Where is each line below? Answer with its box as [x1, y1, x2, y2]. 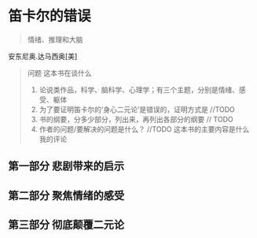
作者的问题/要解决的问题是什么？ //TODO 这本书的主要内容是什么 [39, 124, 250, 134]
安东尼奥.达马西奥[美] [8, 51, 78, 61]
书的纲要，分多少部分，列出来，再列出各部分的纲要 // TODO [39, 114, 233, 124]
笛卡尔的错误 [8, 7, 92, 25]
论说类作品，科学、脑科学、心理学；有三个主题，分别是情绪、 [39, 84, 240, 95]
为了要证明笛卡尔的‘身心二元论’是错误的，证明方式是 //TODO [39, 104, 236, 114]
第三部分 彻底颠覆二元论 [8, 218, 124, 232]
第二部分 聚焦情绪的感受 [8, 188, 124, 202]
